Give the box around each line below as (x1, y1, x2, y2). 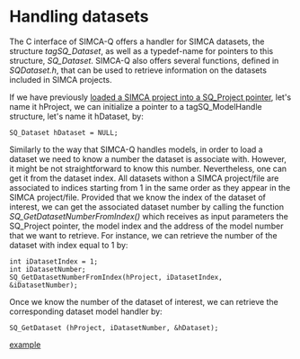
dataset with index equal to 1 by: (9, 239, 128, 250)
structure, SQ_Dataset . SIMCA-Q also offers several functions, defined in (9, 55, 279, 66)
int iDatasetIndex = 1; (9, 256, 99, 266)
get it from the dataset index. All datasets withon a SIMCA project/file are (9, 173, 279, 184)
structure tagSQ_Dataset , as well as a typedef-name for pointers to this (9, 45, 274, 56)
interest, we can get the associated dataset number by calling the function (9, 201, 285, 212)
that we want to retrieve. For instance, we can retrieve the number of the (9, 229, 278, 240)
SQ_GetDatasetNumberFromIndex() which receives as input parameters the (9, 211, 289, 221)
